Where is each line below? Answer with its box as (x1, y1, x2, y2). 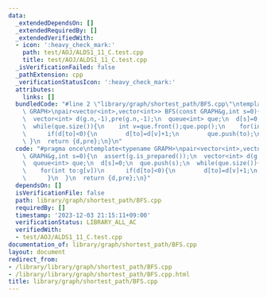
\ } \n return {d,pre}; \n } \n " (22, 137, 123, 145)
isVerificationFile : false (15, 188, 105, 197)
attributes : (15, 85, 56, 94)
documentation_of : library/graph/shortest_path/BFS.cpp (8, 241, 197, 249)
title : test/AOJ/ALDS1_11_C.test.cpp (22, 56, 148, 64)
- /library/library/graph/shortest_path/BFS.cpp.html (8, 270, 191, 278)
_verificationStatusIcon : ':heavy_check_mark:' (15, 78, 176, 86)
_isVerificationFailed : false (15, 64, 115, 72)
